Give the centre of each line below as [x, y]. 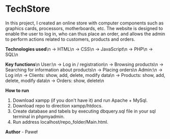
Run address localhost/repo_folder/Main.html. [60, 122]
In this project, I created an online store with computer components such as [84, 23]
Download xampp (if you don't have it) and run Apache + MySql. [80, 100]
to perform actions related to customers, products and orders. [70, 39]
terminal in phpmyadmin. [39, 116]
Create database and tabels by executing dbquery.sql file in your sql [84, 111]
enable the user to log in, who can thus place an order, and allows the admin [85, 34]
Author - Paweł [22, 132]
